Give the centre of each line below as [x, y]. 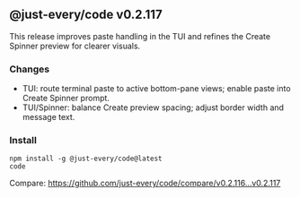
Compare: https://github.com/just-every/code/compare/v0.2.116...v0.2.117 [145, 184]
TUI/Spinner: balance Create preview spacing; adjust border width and [153, 107]
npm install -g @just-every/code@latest [86, 159]
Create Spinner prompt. [66, 98]
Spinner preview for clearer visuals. [75, 46]
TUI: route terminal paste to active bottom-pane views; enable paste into [156, 89]
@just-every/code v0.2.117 [86, 15]
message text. [49, 117]
